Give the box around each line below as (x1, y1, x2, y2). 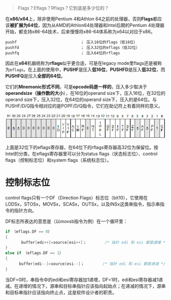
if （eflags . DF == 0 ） (5, 229, 52, 234)
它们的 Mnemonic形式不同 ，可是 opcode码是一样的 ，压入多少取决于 (5, 84, 148, 90)
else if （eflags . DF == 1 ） (5, 251, 64, 256)
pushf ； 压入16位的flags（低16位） (5, 40, 137, 45)
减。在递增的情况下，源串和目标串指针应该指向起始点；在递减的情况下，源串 (5, 283, 166, 289)
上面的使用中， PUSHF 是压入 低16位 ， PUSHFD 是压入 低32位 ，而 (32, 66, 165, 72)
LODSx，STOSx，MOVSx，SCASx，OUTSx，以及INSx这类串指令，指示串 (5, 201, 160, 207)
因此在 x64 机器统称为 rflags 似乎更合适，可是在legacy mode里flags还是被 (5, 60, 158, 66)
